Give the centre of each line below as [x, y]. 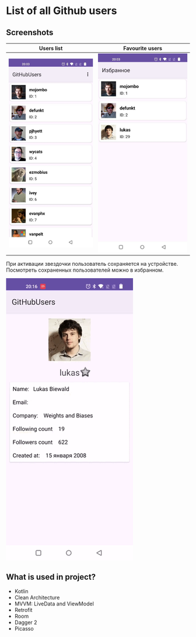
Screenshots [30, 32]
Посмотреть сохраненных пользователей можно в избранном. [85, 270]
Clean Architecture [37, 597]
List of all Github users [62, 11]
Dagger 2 [26, 622]
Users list [51, 48]
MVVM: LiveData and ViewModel [54, 604]
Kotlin [21, 591]
